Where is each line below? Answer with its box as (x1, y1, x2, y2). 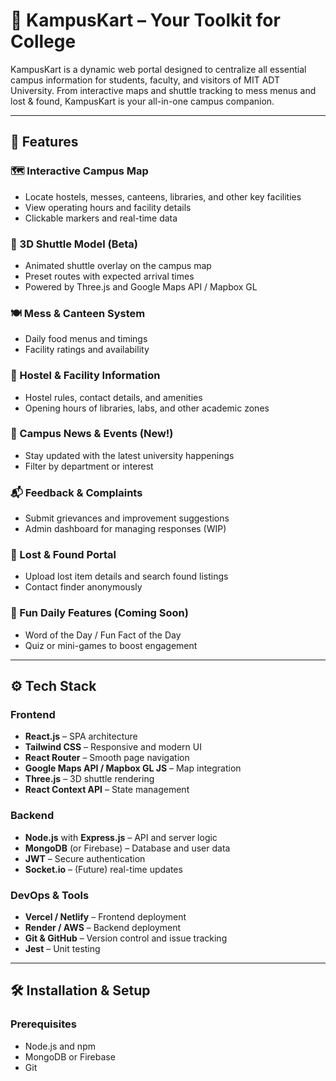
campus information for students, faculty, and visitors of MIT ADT (10, 74, 281, 86)
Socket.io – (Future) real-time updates (24, 863, 183, 875)
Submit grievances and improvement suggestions (24, 512, 230, 524)
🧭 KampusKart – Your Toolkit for (10, 9, 281, 32)
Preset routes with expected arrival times (24, 270, 195, 282)
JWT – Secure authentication (24, 852, 146, 864)
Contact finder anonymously (24, 581, 143, 593)
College (10, 30, 77, 53)
